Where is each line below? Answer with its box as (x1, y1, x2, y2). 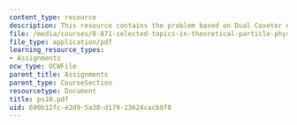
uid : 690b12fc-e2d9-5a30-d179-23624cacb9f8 (9, 103, 172, 112)
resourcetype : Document (9, 86, 97, 95)
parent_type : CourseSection (9, 78, 113, 87)
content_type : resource (9, 12, 97, 22)
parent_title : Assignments (9, 70, 109, 79)
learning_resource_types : (9, 46, 104, 55)
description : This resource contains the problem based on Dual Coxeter (9, 21, 283, 30)
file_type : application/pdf (9, 37, 113, 47)
